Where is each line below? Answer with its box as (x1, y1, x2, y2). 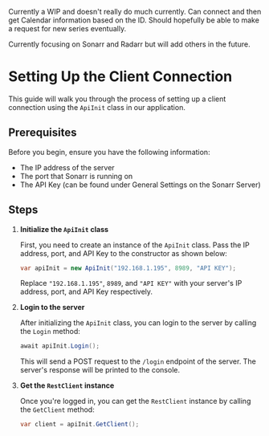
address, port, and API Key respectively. (19, 287, 153, 296)
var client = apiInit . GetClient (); (19, 421, 140, 429)
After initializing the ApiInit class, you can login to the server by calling (19, 318, 257, 328)
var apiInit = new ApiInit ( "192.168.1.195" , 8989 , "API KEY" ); (19, 264, 237, 272)
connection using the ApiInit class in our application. (8, 102, 186, 112)
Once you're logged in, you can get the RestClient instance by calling (19, 397, 251, 406)
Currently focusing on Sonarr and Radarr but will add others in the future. (8, 39, 251, 49)
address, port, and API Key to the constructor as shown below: (19, 248, 227, 258)
